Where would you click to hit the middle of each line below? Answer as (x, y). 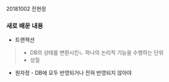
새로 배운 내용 (25, 26)
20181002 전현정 (26, 9)
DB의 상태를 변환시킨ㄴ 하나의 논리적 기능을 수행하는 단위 (96, 53)
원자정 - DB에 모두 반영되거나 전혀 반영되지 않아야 (73, 73)
